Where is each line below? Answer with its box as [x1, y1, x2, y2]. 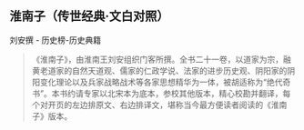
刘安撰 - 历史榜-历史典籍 [9, 35, 102, 45]
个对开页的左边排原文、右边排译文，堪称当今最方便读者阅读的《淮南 [31, 99, 288, 110]
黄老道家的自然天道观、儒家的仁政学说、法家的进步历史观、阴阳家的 [31, 65, 288, 75]
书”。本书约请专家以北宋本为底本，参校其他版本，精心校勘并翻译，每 [31, 87, 291, 98]
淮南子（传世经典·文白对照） [9, 8, 170, 25]
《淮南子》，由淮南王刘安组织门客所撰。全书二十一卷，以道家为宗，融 [31, 54, 291, 65]
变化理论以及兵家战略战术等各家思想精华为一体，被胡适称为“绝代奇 [39, 76, 291, 87]
